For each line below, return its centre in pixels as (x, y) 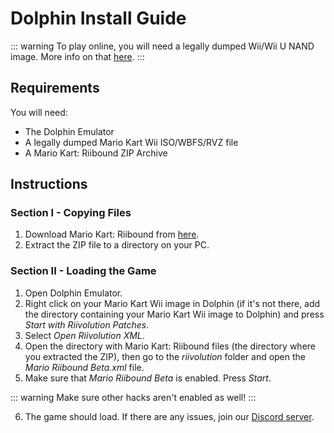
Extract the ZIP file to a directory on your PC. (117, 245)
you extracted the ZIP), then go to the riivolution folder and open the (165, 356)
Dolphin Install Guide (98, 18)
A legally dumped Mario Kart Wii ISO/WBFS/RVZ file (131, 142)
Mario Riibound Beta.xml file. (84, 367)
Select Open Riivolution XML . (84, 335)
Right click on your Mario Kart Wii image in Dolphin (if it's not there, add (172, 303)
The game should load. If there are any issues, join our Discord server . (169, 416)
